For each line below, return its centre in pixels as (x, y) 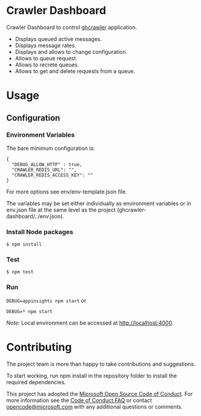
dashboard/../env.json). (35, 216)
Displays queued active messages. (58, 39)
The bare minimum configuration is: (51, 148)
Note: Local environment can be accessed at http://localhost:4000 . (90, 323)
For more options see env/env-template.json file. (67, 192)
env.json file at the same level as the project (61, 210)
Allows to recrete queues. (47, 65)
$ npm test (20, 272)
